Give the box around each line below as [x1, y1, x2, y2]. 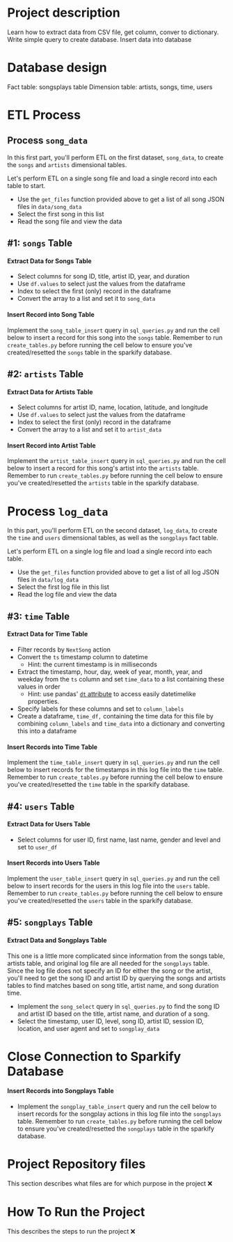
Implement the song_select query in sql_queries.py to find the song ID [17, 1002, 220, 1010]
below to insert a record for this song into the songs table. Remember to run [7, 333, 223, 342]
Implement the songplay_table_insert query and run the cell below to [17, 1102, 217, 1110]
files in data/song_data [17, 202, 82, 210]
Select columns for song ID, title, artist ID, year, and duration [17, 272, 190, 281]
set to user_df [17, 842, 58, 851]
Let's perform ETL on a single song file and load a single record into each [7, 174, 218, 182]
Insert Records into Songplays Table [7, 1087, 114, 1095]
